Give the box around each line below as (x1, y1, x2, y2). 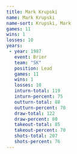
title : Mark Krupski (6, 8, 58, 15)
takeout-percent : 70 (14, 127, 66, 133)
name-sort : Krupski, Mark (6, 20, 71, 26)
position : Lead (14, 65, 52, 72)
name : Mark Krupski (6, 15, 55, 21)
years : (6, 43, 23, 49)
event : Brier (14, 54, 47, 60)
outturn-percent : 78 (14, 104, 66, 111)
